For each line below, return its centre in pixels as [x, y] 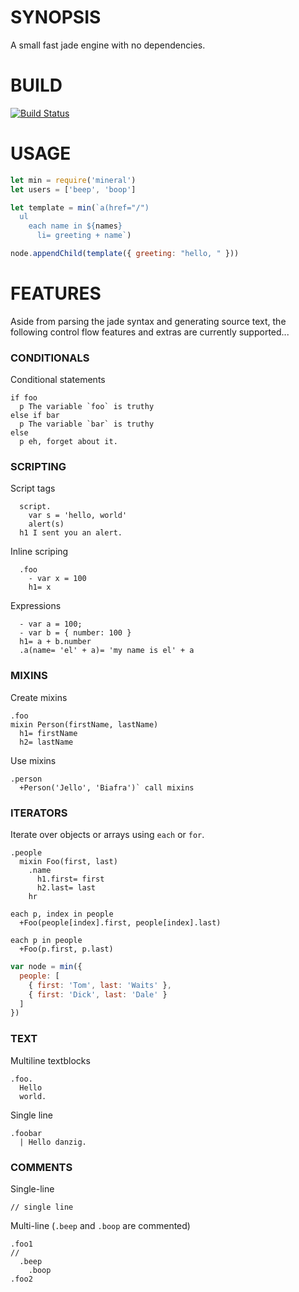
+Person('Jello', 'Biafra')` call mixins [107, 787]
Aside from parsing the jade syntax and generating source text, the [148, 321]
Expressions [36, 606]
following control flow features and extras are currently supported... [150, 332]
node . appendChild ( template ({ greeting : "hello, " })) [125, 254]
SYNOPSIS [56, 17]
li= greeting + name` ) [84, 236]
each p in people [46, 941]
